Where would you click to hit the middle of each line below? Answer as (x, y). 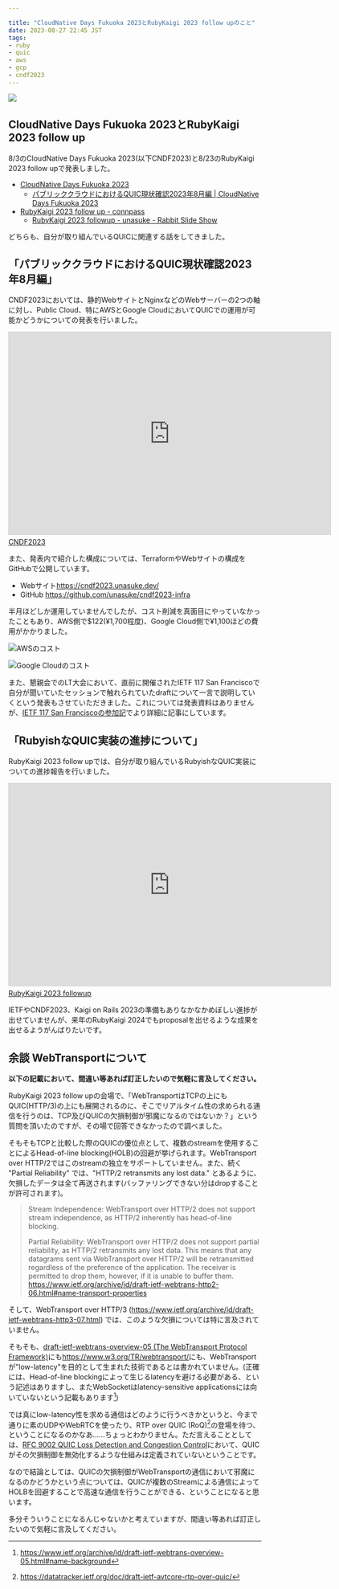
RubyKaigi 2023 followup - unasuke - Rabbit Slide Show (125, 220)
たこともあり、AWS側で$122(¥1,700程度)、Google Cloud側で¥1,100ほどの (130, 621)
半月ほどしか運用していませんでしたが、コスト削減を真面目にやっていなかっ (135, 611)
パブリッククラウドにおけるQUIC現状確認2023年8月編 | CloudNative (145, 194)
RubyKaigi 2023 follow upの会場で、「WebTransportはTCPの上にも (118, 1096)
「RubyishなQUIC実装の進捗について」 (106, 740)
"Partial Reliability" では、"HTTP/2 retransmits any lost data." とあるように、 (135, 1173)
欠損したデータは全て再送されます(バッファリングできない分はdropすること (133, 1183)
